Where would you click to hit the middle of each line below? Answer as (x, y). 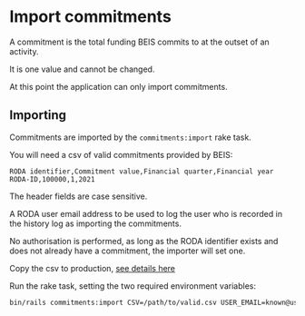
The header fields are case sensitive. (79, 196)
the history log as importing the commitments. (95, 223)
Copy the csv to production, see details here (92, 268)
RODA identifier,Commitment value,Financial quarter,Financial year (142, 171)
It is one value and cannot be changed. (82, 69)
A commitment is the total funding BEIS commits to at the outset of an (139, 42)
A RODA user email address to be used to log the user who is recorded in (146, 213)
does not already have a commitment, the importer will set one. (128, 251)
